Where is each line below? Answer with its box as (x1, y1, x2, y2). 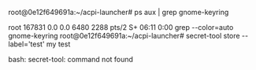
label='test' (8, 39, 45, 49)
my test (46, 39, 71, 49)
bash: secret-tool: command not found (8, 55, 134, 64)
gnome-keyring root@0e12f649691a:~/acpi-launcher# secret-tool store (8, 31, 240, 40)
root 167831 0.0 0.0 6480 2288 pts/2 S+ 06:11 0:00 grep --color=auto (8, 23, 234, 31)
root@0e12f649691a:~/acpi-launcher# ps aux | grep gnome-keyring (8, 8, 229, 17)
